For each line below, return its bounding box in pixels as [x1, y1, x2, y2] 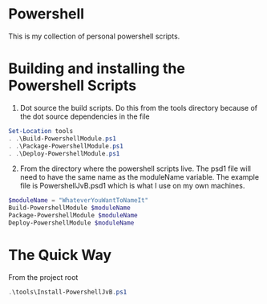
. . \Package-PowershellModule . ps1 [8, 142, 124, 150]
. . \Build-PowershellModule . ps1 [8, 134, 116, 143]
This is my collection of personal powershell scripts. [8, 31, 180, 41]
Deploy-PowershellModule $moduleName [8, 219, 135, 227]
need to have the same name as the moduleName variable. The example [19, 172, 259, 182]
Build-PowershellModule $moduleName [8, 204, 131, 213]
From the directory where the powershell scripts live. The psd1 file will [19, 164, 251, 173]
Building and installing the [8, 59, 186, 78]
